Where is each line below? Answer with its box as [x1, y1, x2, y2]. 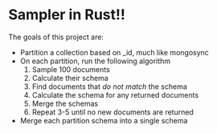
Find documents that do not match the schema [31, 82, 187, 91]
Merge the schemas [31, 99, 99, 108]
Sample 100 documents [31, 64, 110, 74]
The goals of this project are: [8, 32, 104, 42]
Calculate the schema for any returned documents [31, 90, 199, 99]
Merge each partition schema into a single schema [19, 115, 188, 125]
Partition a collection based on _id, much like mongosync [19, 47, 209, 57]
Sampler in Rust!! [8, 6, 126, 24]
